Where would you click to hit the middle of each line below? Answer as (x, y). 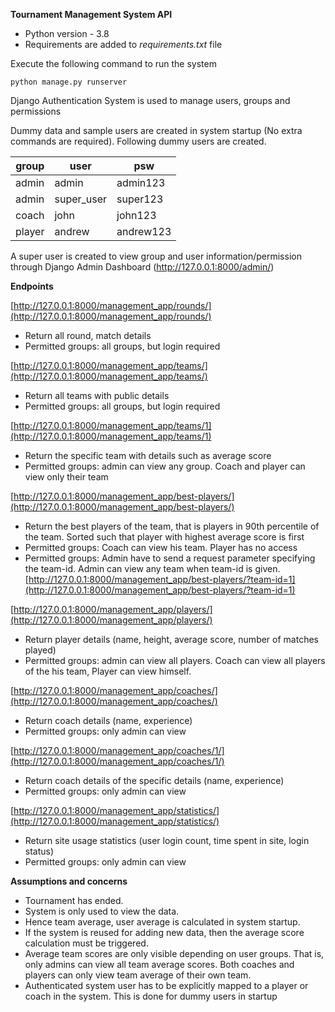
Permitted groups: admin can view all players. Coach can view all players (175, 660)
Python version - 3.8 (67, 33)
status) (39, 851)
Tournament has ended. (74, 900)
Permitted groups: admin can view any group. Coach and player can (165, 466)
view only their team (66, 477)
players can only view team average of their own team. (138, 975)
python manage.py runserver (69, 82)
